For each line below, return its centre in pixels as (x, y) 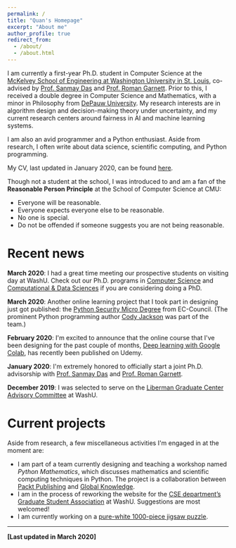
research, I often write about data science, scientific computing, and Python (117, 147)
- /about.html (34, 54)
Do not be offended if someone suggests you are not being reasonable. (121, 225)
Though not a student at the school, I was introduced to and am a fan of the (117, 181)
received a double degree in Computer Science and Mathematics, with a (112, 95)
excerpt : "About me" (38, 27)
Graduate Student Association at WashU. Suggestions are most (109, 502)
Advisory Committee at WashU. (53, 394)
